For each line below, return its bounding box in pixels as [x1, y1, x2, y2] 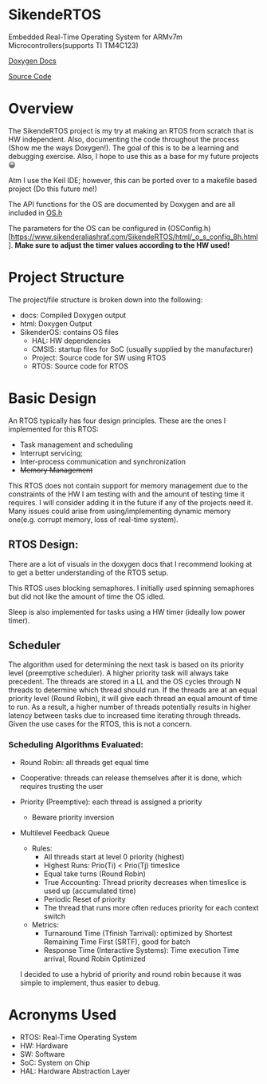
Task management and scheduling [19, 440, 133, 449]
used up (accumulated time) [43, 886, 137, 895]
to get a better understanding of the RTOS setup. [8, 568, 169, 577]
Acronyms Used [8, 1006, 117, 1024]
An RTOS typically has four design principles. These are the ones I [8, 416, 226, 425]
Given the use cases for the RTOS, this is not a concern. [8, 719, 192, 729]
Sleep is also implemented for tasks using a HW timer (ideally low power [8, 607, 245, 616]
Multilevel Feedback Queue [19, 827, 110, 837]
